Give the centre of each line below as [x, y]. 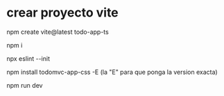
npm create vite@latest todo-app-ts [58, 32]
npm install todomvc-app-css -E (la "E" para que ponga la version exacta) [112, 72]
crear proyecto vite [62, 13]
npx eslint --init [28, 58]
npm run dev [25, 85]
